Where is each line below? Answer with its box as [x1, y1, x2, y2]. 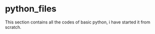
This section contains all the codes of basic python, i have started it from [5, 19, 151, 25]
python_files [5, 3, 57, 14]
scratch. [5, 24, 22, 30]
